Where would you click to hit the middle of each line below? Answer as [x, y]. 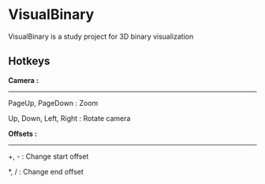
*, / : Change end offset [46, 171]
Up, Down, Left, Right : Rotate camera [69, 118]
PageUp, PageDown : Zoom [53, 103]
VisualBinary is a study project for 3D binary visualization [101, 36]
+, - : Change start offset [49, 156]
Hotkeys [29, 61]
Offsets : [23, 133]
